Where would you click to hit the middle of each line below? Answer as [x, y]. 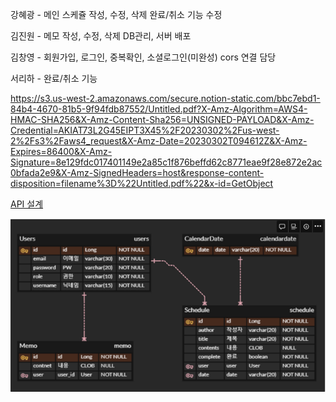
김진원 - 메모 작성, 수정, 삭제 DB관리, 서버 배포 [101, 36]
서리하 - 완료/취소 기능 [54, 78]
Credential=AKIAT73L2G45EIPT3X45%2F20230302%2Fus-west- [145, 130]
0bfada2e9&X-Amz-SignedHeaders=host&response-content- [137, 172]
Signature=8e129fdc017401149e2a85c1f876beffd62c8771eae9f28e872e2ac [166, 162]
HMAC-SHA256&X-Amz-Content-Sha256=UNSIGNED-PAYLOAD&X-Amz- [162, 119]
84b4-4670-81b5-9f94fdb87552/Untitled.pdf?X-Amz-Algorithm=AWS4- [159, 109]
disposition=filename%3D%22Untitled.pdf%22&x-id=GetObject [142, 183]
